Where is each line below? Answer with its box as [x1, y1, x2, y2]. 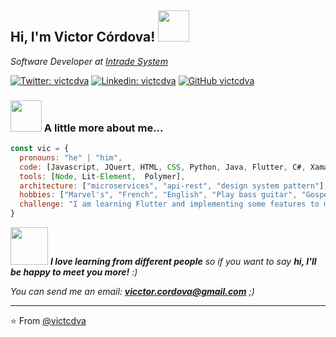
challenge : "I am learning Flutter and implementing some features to [19, 199, 320, 210]
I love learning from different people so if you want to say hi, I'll [49, 256, 317, 268]
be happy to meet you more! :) [10, 266, 138, 278]
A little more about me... [43, 121, 164, 135]
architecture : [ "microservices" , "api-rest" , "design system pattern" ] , [19, 181, 329, 191]
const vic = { [10, 144, 70, 154]
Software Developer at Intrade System [10, 55, 168, 67]
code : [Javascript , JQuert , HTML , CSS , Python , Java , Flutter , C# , [19, 162, 307, 172]
